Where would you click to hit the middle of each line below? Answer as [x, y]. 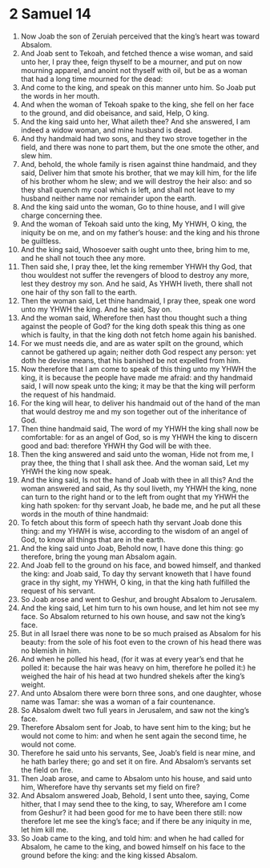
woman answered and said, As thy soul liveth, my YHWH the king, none [139, 488]
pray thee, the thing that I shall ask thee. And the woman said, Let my [135, 463]
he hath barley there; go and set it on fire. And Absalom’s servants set [136, 761]
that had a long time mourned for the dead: [92, 79]
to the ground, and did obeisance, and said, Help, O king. [115, 112]
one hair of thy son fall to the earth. [79, 292]
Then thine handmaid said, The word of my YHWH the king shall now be [139, 428]
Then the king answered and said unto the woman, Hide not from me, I [137, 454]
